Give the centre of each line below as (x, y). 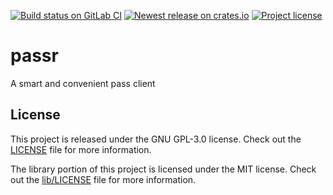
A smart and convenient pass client (83, 83)
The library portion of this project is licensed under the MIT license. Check (163, 169)
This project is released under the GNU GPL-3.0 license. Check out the (156, 139)
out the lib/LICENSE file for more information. (103, 179)
